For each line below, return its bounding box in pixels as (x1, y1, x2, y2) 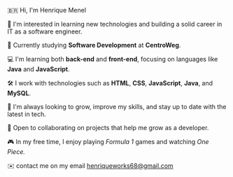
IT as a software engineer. (7, 27, 83, 36)
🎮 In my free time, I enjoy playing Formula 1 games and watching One (7, 138, 209, 146)
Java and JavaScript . (7, 65, 70, 73)
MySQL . (7, 89, 31, 97)
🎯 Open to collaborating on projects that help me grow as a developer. (7, 124, 209, 132)
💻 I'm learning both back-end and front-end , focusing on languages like (7, 55, 218, 63)
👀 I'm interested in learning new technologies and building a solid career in (7, 20, 223, 28)
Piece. (7, 148, 26, 156)
